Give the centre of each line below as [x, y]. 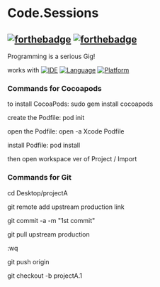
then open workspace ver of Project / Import [72, 159]
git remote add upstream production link [66, 207]
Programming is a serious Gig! [51, 56]
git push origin [28, 261]
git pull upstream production [48, 234]
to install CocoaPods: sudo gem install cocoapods [80, 104]
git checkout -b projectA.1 [45, 276]
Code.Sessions [53, 13]
